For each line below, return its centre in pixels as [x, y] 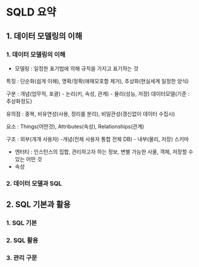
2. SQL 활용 [22, 240]
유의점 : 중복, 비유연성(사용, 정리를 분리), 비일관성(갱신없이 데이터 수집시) [91, 114]
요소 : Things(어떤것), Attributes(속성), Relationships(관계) [75, 126]
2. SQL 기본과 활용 [39, 205]
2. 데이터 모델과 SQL [34, 183]
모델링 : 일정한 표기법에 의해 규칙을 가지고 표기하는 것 [76, 68]
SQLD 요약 [31, 12]
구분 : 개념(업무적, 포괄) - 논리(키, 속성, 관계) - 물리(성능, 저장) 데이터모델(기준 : [98, 93]
